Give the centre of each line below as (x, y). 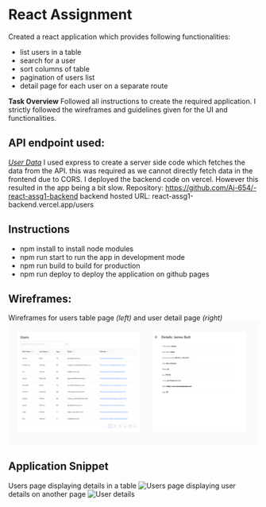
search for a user (48, 60)
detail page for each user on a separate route (94, 86)
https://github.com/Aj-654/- (211, 188)
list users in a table (50, 52)
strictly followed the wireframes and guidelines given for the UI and (118, 110)
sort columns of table (54, 68)
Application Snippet (58, 466)
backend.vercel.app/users (51, 204)
